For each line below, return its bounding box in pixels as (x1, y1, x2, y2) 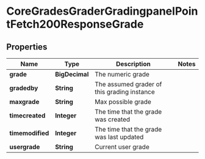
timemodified (9, 129, 49, 137)
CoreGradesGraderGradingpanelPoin (6, 4, 198, 18)
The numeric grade (94, 70, 149, 78)
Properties (6, 42, 48, 52)
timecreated (9, 111, 46, 120)
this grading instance (94, 87, 156, 96)
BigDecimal (54, 70, 89, 78)
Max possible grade (94, 98, 151, 106)
